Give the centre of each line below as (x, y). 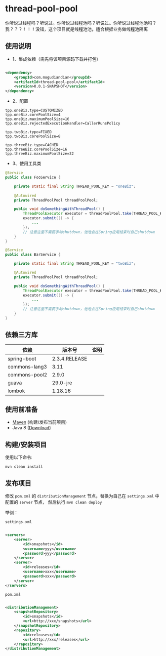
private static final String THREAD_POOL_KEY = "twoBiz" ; (75, 264)
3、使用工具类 (27, 164)
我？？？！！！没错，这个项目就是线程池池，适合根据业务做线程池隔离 (77, 29)
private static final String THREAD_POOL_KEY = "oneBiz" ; (75, 186)
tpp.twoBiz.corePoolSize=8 (33, 136)
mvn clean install (24, 467)
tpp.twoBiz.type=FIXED (28, 132)
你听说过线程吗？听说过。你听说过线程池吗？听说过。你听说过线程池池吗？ (81, 23)
